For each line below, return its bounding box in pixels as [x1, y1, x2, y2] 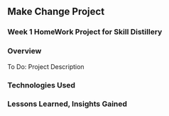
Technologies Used [7, 80, 76, 90]
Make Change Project [7, 6, 105, 18]
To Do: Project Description [7, 62, 84, 70]
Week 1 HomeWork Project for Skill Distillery [7, 27, 163, 37]
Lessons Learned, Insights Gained [7, 99, 128, 109]
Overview [7, 46, 42, 56]
